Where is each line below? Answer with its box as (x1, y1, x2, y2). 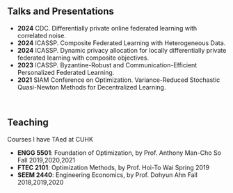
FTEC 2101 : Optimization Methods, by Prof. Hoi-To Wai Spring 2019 (17, 163, 210, 171)
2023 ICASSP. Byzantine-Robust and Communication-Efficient (17, 60, 198, 69)
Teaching (7, 117, 49, 128)
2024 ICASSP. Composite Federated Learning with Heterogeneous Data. (17, 38, 226, 47)
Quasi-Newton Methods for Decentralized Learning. (17, 83, 166, 91)
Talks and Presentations (7, 6, 115, 17)
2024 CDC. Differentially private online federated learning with (17, 24, 198, 32)
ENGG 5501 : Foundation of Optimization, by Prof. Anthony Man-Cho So (17, 149, 221, 157)
